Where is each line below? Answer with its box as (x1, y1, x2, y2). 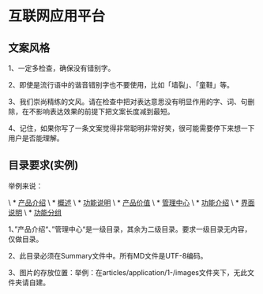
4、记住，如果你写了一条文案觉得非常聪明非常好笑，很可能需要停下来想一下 (8, 124, 255, 132)
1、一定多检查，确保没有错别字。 (8, 64, 115, 73)
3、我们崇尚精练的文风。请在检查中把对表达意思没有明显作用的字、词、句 (8, 97, 248, 106)
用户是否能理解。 (8, 133, 64, 143)
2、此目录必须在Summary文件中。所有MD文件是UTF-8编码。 (8, 251, 208, 260)
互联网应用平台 (8, 7, 106, 25)
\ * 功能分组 (23, 207, 62, 217)
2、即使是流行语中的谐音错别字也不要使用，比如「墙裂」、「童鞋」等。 (8, 80, 235, 89)
